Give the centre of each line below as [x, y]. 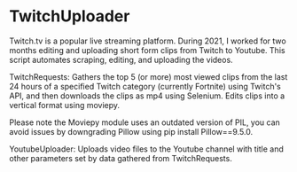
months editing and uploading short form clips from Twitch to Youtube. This [147, 50]
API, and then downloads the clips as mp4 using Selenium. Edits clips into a [147, 96]
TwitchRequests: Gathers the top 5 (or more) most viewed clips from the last [148, 76]
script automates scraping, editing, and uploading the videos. [121, 59]
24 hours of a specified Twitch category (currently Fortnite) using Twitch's [145, 86]
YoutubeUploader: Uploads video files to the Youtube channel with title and [146, 149]
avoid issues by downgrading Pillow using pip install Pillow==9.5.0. [131, 131]
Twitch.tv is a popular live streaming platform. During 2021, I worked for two [148, 41]
